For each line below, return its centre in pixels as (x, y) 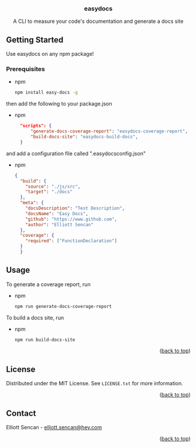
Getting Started (35, 40)
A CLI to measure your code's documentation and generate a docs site (98, 21)
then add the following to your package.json (59, 104)
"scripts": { (36, 126)
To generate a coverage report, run (48, 284)
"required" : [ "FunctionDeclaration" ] (71, 241)
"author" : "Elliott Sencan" (59, 225)
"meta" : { (32, 203)
